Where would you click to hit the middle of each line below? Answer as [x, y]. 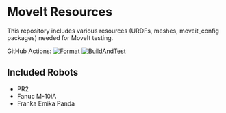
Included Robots [43, 72]
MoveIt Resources [60, 12]
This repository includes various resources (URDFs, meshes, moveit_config [113, 31]
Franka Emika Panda [46, 103]
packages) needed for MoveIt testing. [60, 37]
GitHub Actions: [29, 51]
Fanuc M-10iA [37, 96]
